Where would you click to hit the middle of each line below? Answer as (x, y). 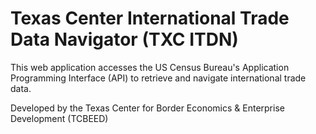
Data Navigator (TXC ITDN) (124, 39)
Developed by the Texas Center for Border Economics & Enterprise (147, 108)
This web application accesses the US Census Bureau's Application (150, 67)
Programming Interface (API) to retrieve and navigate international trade (158, 78)
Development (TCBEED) (59, 118)
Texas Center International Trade (150, 18)
